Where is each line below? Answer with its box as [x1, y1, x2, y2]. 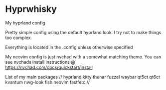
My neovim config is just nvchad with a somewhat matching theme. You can [5, 53, 162, 60]
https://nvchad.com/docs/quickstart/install [5, 64, 93, 70]
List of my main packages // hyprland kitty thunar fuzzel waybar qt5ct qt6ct [5, 74, 161, 80]
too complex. [5, 35, 32, 41]
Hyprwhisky [5, 3, 57, 15]
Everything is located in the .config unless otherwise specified [5, 44, 133, 50]
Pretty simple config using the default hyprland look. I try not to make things [5, 29, 162, 35]
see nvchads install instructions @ [5, 59, 76, 65]
